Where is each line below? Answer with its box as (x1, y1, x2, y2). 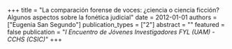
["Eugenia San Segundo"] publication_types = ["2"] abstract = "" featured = (7, 21, 226, 28)
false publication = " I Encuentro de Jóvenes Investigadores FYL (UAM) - (7, 28, 215, 36)
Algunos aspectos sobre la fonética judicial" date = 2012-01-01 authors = (7, 13, 217, 21)
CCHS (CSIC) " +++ (7, 35, 63, 43)
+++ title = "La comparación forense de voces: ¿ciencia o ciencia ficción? (7, 6, 220, 14)
